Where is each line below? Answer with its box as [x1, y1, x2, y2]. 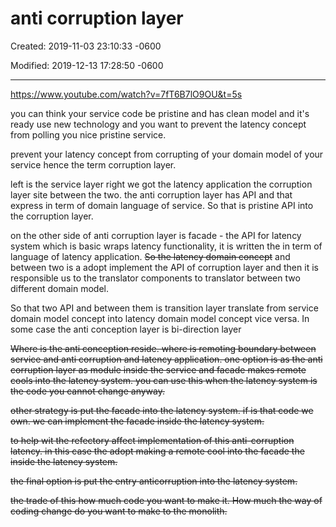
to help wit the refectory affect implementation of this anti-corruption [10, 434, 295, 446]
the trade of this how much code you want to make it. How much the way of [10, 494, 323, 506]
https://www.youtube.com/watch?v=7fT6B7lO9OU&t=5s [10, 88, 243, 100]
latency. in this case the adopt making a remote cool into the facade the [10, 445, 305, 457]
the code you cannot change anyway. [10, 385, 165, 397]
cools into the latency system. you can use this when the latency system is [10, 374, 318, 386]
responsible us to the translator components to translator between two [10, 272, 301, 284]
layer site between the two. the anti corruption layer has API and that [10, 188, 293, 201]
